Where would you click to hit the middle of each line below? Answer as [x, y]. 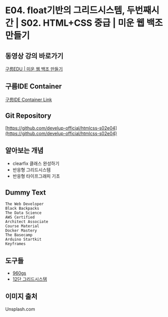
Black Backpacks [22, 209]
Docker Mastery [21, 231]
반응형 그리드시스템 [32, 170]
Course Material [22, 226]
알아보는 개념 [24, 150]
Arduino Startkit [23, 240]
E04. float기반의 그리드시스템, [65, 10]
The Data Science [23, 213]
